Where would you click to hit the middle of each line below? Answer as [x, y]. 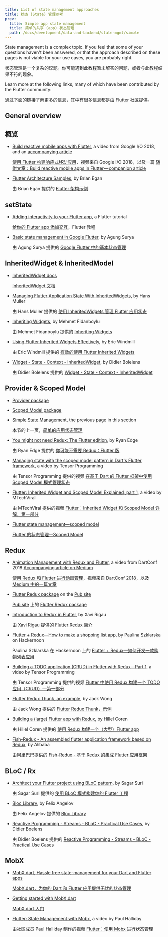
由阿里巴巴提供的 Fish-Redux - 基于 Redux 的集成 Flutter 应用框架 [80, 755]
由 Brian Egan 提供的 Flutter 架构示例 [50, 189]
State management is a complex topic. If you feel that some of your [74, 47]
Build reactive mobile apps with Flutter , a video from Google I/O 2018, [84, 147]
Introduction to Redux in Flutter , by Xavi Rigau [59, 615]
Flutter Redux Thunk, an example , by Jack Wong [62, 699]
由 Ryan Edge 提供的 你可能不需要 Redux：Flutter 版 [66, 450]
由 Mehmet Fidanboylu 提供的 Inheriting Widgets [62, 332]
